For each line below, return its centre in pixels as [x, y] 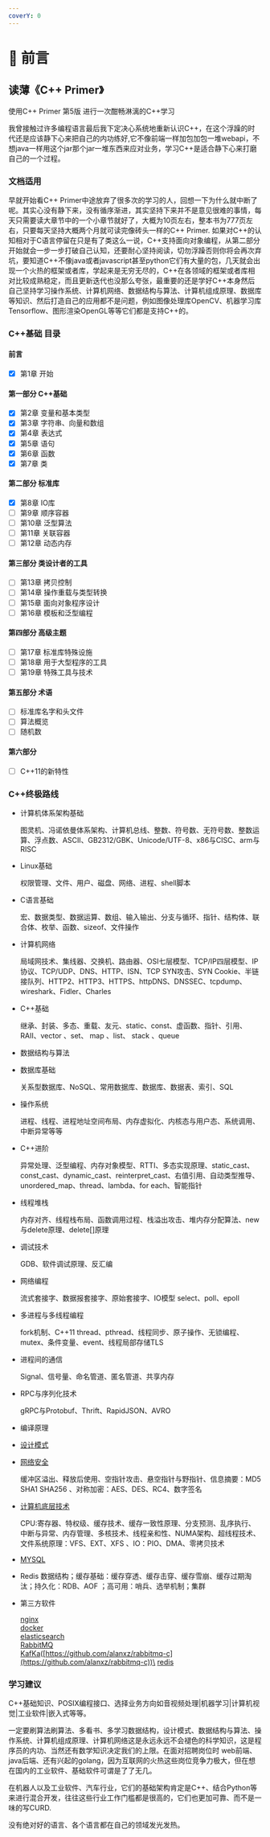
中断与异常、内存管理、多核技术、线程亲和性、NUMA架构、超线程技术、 [140, 1533]
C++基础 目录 [35, 333]
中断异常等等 [41, 1131]
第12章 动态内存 [46, 543]
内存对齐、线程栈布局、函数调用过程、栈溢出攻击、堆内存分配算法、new [139, 1220]
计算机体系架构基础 [52, 813]
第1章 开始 [37, 374]
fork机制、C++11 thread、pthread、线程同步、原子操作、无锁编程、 [132, 1332]
